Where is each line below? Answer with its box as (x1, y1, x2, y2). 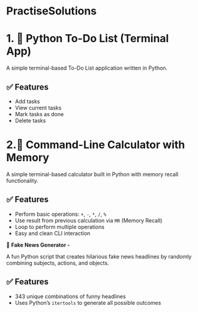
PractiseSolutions (6, 4, 97, 18)
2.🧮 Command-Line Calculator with (6, 138, 185, 151)
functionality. (6, 177, 39, 184)
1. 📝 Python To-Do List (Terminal (6, 32, 169, 46)
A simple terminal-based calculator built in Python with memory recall (6, 170, 179, 178)
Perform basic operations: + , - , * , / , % (14, 210, 107, 218)
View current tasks (14, 104, 62, 111)
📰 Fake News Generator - (6, 241, 70, 248)
